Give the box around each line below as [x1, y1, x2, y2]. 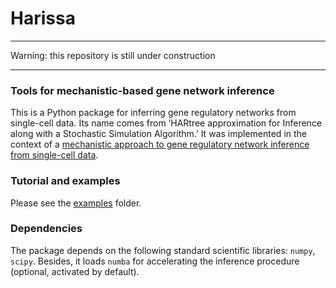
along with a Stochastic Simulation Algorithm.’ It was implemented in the [10, 128, 307, 140]
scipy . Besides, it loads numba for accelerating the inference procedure [10, 255, 300, 267]
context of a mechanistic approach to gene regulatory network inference [10, 138, 310, 151]
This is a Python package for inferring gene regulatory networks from [10, 107, 297, 119]
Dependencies [10, 222, 83, 236]
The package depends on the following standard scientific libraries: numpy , [10, 244, 316, 256]
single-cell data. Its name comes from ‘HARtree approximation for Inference [10, 117, 323, 129]
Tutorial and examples [10, 174, 121, 188]
